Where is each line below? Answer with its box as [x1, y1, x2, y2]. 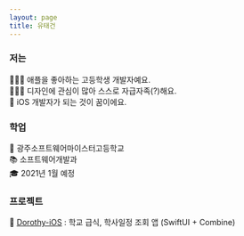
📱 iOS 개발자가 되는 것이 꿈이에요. [9, 96, 127, 107]
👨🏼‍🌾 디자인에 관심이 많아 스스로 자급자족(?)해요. [9, 85, 177, 96]
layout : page [9, 12, 58, 22]
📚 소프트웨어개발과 [9, 154, 77, 165]
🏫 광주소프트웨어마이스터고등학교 [9, 143, 125, 154]
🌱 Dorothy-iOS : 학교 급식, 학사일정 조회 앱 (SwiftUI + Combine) [9, 217, 236, 228]
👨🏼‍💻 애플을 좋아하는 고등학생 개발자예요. [9, 74, 151, 85]
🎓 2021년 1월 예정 [9, 168, 76, 179]
